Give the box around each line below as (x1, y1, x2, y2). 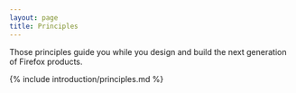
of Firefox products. (9, 56, 83, 67)
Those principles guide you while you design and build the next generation (9, 46, 287, 57)
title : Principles (9, 22, 79, 31)
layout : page (9, 13, 59, 23)
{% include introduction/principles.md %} (9, 73, 164, 84)
